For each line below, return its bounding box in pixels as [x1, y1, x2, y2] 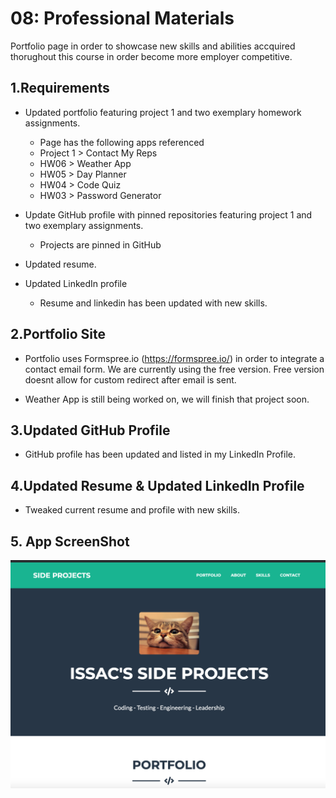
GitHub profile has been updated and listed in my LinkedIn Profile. [24, 448, 297, 461]
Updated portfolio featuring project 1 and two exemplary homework [24, 106, 302, 118]
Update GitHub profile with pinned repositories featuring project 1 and [24, 208, 313, 221]
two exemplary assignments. [24, 219, 144, 231]
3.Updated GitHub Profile [10, 422, 171, 439]
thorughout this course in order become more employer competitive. [10, 50, 293, 62]
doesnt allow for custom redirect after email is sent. [24, 373, 237, 386]
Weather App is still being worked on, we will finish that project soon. [24, 393, 310, 405]
